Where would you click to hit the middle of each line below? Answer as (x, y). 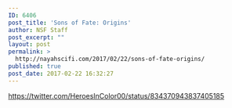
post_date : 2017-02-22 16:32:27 (61, 74)
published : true (34, 67)
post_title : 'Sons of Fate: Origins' (70, 23)
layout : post (29, 45)
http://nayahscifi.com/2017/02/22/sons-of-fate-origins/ (110, 59)
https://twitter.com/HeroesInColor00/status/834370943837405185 (116, 95)
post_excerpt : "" (36, 37)
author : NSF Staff (38, 30)
